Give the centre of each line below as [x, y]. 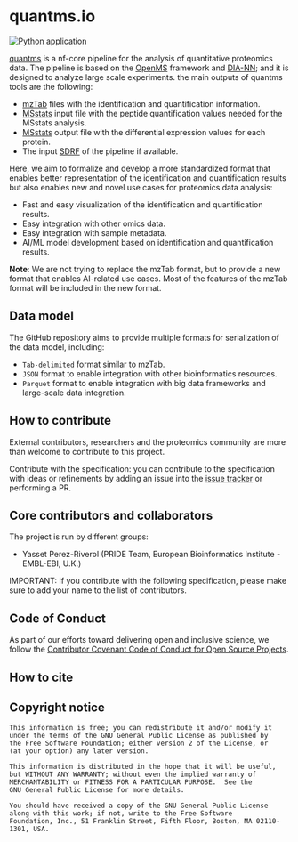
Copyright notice [57, 707]
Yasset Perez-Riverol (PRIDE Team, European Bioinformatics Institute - [151, 555]
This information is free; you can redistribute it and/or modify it [141, 728]
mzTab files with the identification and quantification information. [141, 103]
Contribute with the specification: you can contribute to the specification [142, 468]
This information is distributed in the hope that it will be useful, [143, 767]
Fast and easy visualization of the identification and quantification [143, 204]
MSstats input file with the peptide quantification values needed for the [152, 113]
